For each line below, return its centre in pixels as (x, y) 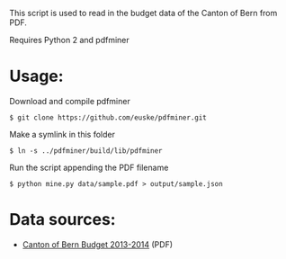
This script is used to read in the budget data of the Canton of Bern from (143, 13)
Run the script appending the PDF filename (89, 167)
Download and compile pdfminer (70, 101)
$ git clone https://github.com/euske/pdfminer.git (108, 117)
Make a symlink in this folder (62, 134)
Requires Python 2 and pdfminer (70, 40)
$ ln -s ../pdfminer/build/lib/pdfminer (86, 151)
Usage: (37, 76)
